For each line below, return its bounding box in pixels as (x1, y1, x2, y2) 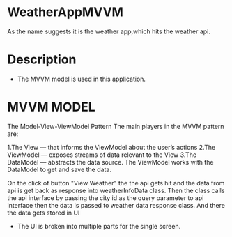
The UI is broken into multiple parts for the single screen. (17, 222, 181, 230)
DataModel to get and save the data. (7, 165, 111, 174)
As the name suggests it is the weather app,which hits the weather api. (7, 27, 211, 36)
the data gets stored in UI (7, 208, 80, 217)
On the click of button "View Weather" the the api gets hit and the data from (7, 178, 225, 187)
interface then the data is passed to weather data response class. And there (7, 201, 225, 209)
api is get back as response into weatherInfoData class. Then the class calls (7, 186, 225, 194)
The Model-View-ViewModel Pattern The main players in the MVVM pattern (7, 122, 224, 130)
